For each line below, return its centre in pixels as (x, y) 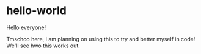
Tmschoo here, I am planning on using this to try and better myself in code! (101, 39)
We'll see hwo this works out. (43, 46)
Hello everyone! (26, 27)
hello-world (37, 11)
